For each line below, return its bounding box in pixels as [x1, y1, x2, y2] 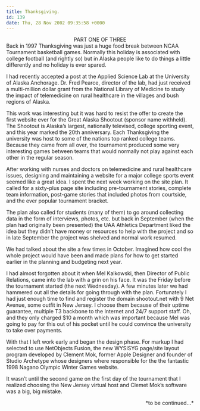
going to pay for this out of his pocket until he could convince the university [6, 320, 192, 328]
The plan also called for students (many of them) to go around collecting [6, 209, 184, 216]
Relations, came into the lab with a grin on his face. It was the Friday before [6, 276, 191, 284]
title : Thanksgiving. [6, 8, 60, 15]
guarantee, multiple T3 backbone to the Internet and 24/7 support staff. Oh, [6, 308, 192, 315]
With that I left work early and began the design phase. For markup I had [6, 338, 184, 345]
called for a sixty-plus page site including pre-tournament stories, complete [6, 185, 192, 192]
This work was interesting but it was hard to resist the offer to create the [6, 110, 183, 117]
